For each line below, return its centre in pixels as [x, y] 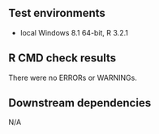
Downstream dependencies [80, 103]
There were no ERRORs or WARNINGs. [73, 77]
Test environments [57, 13]
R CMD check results [62, 59]
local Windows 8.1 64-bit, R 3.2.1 [74, 32]
